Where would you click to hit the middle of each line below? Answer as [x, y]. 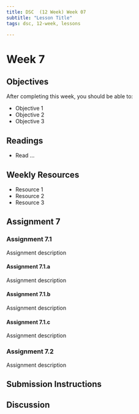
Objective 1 [29, 109]
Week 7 [26, 59]
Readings [25, 141]
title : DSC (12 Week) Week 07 [46, 12]
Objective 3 [30, 121]
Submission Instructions [54, 384]
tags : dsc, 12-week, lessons [43, 23]
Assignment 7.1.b [28, 294]
